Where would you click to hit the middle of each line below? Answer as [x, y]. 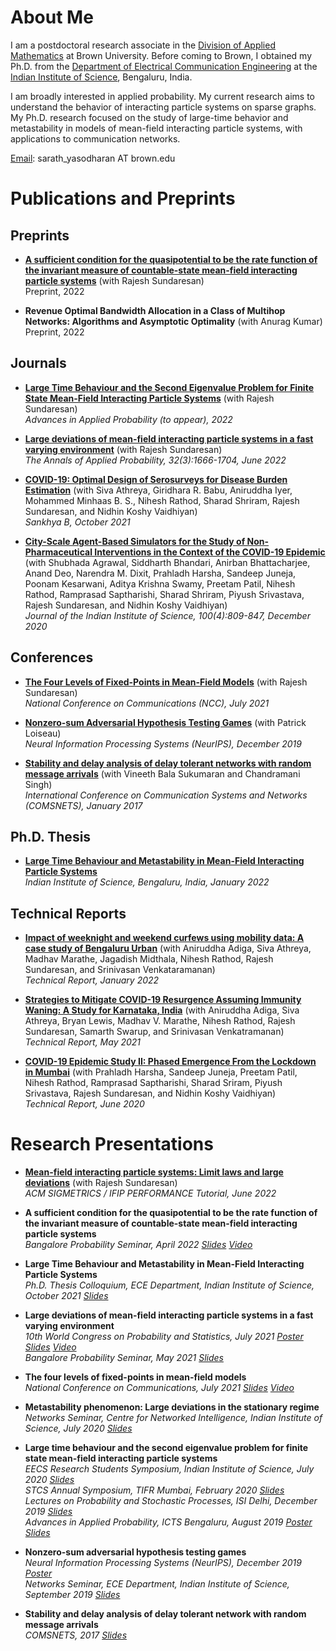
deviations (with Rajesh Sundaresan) [101, 1183]
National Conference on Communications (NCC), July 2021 [147, 703]
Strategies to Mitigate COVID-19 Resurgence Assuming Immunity [163, 1000]
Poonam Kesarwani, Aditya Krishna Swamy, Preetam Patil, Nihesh [160, 583]
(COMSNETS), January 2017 [83, 805]
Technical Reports [68, 913]
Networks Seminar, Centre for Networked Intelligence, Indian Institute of [173, 1418]
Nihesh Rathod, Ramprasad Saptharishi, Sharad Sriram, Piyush [153, 1083]
